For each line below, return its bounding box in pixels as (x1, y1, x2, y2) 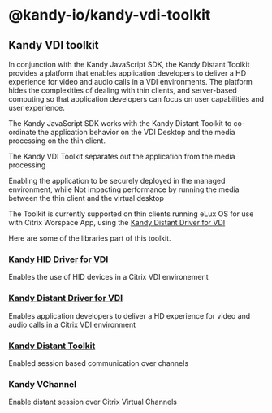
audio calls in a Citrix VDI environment (8, 320, 136, 329)
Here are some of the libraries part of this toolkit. (8, 233, 172, 243)
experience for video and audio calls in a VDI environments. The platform (8, 77, 253, 86)
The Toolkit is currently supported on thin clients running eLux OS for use (8, 209, 254, 219)
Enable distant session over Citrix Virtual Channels (8, 397, 177, 407)
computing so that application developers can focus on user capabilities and (8, 94, 265, 103)
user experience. (8, 103, 65, 112)
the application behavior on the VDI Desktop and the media (37, 128, 235, 137)
